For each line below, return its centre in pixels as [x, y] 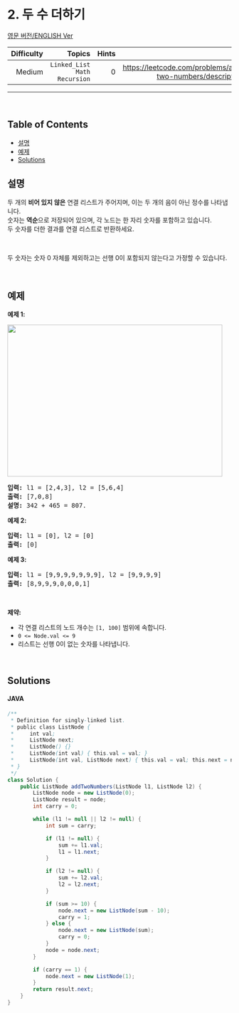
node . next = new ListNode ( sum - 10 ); [114, 911]
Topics [79, 53]
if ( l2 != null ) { [73, 872]
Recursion [74, 79]
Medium [30, 72]
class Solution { [33, 780]
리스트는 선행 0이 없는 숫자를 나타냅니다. [74, 644]
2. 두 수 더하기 [46, 15]
